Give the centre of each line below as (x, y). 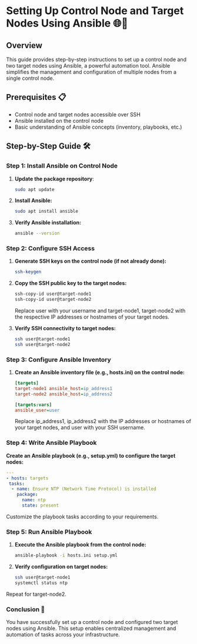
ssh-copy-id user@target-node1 (53, 294)
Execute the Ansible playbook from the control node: (81, 545)
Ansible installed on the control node (59, 120)
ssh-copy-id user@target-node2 (53, 300)
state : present (40, 506)
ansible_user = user (37, 410)
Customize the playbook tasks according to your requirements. (82, 516)
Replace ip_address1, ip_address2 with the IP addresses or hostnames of (103, 421)
